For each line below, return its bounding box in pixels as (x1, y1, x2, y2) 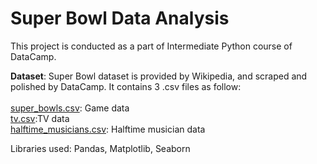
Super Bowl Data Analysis (10, 7, 230, 30)
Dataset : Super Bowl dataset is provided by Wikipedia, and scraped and (10, 70, 308, 82)
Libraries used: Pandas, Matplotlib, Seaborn (10, 142, 191, 154)
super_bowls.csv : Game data (10, 102, 130, 114)
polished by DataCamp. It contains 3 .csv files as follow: (10, 80, 242, 92)
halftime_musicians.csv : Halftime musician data (10, 123, 206, 135)
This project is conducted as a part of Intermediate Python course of (10, 40, 293, 52)
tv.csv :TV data (10, 112, 70, 124)
